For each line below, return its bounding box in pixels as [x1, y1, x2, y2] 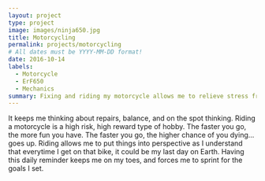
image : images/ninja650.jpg [8, 26, 101, 34]
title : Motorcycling [8, 33, 77, 42]
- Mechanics [15, 84, 55, 93]
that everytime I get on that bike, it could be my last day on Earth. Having [8, 147, 244, 157]
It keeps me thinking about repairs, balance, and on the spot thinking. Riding [8, 113, 256, 123]
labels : [8, 63, 34, 71]
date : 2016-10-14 [8, 56, 65, 64]
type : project [8, 19, 55, 27]
